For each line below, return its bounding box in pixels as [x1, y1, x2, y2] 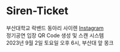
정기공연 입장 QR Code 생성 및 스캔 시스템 [6, 31, 104, 39]
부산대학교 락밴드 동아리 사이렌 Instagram [6, 24, 104, 31]
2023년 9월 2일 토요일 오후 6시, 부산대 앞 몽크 [6, 39, 114, 46]
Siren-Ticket [6, 4, 69, 18]
